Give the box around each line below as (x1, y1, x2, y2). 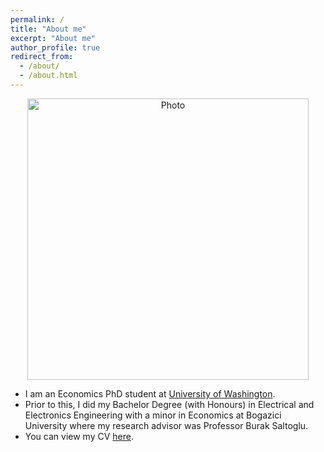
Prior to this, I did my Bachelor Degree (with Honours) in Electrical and (24, 398, 315, 410)
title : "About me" (10, 24, 87, 34)
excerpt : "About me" (10, 33, 97, 43)
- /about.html (19, 71, 78, 81)
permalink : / (10, 14, 65, 25)
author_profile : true (10, 42, 101, 53)
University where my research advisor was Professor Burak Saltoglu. (24, 419, 309, 431)
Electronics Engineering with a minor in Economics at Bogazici (24, 409, 282, 421)
